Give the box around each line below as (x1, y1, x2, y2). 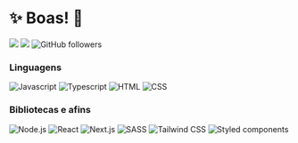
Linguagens (9, 61, 62, 74)
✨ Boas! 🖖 (9, 8, 84, 28)
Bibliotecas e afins (9, 104, 91, 116)
